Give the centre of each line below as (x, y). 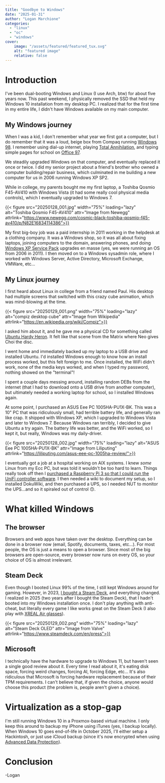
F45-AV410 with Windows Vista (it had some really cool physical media (77, 192)
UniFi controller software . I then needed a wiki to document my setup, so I (80, 478)
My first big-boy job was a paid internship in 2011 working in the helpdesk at (82, 233)
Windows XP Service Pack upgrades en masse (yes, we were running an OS (82, 248)
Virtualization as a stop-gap (63, 707)
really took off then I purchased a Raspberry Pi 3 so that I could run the (77, 473)
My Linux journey (33, 279)
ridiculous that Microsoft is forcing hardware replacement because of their (81, 676)
